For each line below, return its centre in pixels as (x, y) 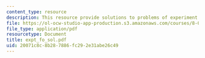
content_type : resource (37, 12)
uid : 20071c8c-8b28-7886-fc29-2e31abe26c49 (63, 46)
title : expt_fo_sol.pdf (37, 40)
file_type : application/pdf (42, 29)
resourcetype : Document (37, 34)
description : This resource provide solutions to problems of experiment (102, 18)
